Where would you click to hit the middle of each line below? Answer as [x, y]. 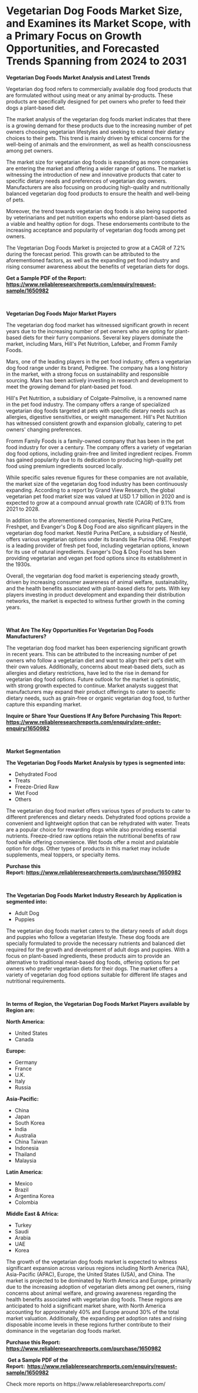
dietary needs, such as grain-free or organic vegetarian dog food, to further [98, 698]
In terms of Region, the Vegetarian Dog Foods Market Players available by [98, 1004]
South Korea [30, 1123]
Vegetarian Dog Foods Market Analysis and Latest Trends [78, 77]
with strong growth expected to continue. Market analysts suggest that [92, 685]
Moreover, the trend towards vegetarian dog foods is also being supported [97, 211]
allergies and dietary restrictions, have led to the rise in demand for [88, 673]
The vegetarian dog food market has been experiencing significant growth [96, 648]
